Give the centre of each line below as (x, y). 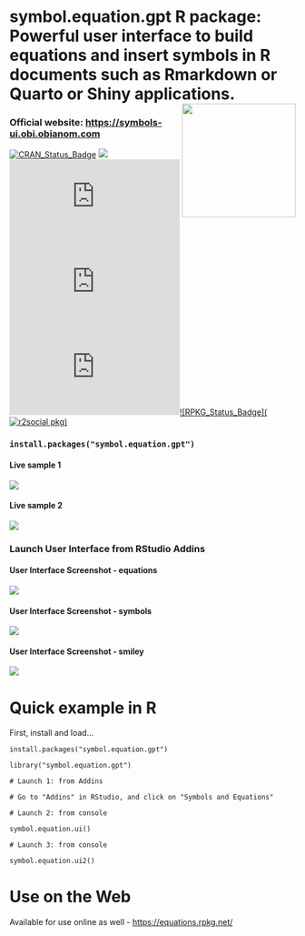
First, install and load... (52, 733)
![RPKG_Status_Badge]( (224, 412)
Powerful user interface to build (132, 36)
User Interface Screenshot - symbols (81, 610)
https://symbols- (123, 123)
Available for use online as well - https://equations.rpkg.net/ (121, 922)
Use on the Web (70, 897)
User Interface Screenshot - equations (84, 570)
